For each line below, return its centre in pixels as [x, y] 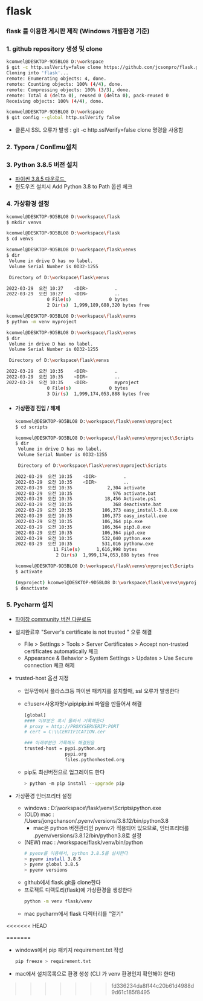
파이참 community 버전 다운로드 [53, 619]
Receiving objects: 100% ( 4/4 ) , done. [55, 101]
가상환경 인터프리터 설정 [43, 796]
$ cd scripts [31, 427]
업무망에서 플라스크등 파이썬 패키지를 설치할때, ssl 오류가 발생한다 [101, 690]
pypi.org [76, 754]
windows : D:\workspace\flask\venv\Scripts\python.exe [93, 808]
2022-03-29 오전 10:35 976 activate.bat [85, 494]
